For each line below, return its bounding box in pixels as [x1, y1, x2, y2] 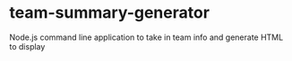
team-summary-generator [9, 3, 210, 23]
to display [9, 41, 46, 51]
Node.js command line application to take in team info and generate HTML [9, 32, 284, 42]
